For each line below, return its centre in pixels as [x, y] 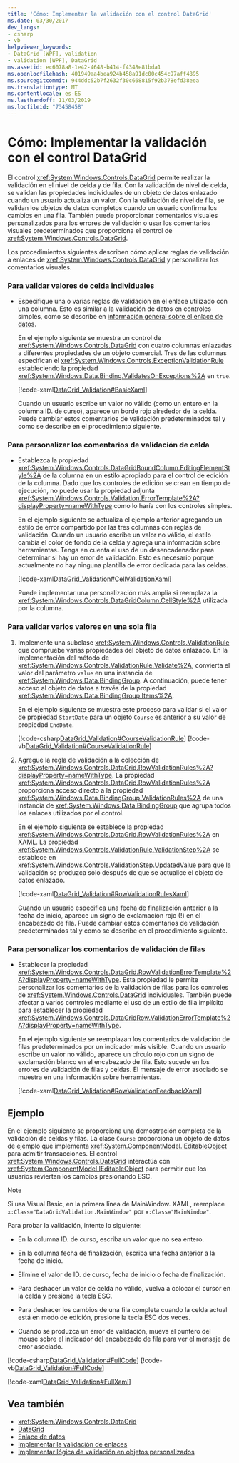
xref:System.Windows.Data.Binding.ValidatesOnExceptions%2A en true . [124, 376]
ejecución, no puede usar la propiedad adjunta [86, 491]
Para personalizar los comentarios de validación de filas [106, 949]
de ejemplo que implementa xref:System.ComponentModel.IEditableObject [117, 1146]
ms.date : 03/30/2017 [38, 21]
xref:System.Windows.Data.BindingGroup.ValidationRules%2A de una [120, 798]
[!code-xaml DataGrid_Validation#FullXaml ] [69, 1382]
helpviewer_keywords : [40, 47]
